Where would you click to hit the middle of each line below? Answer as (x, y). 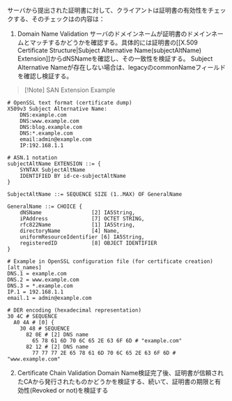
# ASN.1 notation (32, 158)
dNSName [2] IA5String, (78, 213)
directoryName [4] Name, (70, 231)
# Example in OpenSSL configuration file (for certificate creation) (110, 262)
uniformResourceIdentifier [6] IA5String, (82, 237)
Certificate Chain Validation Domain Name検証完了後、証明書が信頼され (121, 373)
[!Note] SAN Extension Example (70, 90)
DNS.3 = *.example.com (40, 286)
